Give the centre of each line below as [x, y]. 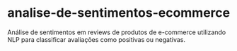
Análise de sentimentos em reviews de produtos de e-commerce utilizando [117, 32]
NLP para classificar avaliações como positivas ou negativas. [97, 39]
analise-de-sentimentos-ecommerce [119, 13]
